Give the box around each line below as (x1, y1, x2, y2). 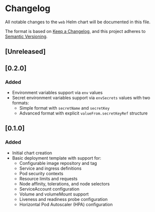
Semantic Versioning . (5, 33, 48, 39)
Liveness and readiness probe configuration (19, 196, 108, 202)
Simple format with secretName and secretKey (19, 105, 110, 111)
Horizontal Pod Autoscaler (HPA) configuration (19, 201, 113, 207)
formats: (12, 100, 29, 106)
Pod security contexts (19, 170, 64, 176)
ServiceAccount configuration (19, 186, 80, 192)
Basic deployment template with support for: (12, 155, 101, 161)
